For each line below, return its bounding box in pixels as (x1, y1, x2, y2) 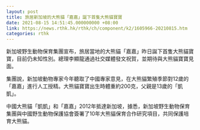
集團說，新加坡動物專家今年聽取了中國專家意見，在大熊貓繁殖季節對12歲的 (6, 75, 189, 83)
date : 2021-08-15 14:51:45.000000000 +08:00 (6, 20, 118, 26)
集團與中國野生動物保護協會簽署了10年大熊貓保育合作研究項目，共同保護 (6, 110, 184, 118)
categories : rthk (6, 31, 49, 37)
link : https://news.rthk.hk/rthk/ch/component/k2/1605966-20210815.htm (6, 25, 187, 31)
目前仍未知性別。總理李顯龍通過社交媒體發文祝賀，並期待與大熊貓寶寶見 (16, 55, 194, 62)
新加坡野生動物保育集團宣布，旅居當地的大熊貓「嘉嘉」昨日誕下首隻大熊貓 (6, 48, 189, 55)
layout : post (6, 8, 39, 15)
